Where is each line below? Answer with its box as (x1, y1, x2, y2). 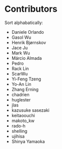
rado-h (11, 123, 26, 128)
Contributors (4, 3, 58, 15)
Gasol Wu (11, 34, 31, 40)
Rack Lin (11, 65, 29, 72)
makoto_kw (11, 118, 35, 124)
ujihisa (11, 133, 25, 139)
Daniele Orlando (11, 29, 44, 35)
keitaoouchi (11, 112, 35, 118)
